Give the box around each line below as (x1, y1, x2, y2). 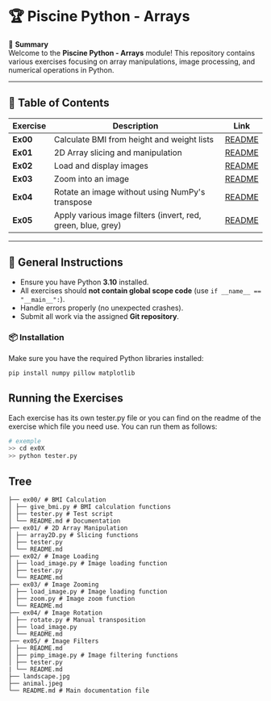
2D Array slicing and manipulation (53, 147, 183, 158)
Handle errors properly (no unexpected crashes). (19, 303, 184, 313)
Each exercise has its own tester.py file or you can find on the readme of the (8, 413, 261, 422)
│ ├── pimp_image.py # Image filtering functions (8, 651, 179, 659)
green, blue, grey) (53, 220, 122, 231)
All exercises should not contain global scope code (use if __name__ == (19, 285, 262, 296)
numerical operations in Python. (8, 65, 115, 74)
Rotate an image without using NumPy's (53, 186, 206, 197)
